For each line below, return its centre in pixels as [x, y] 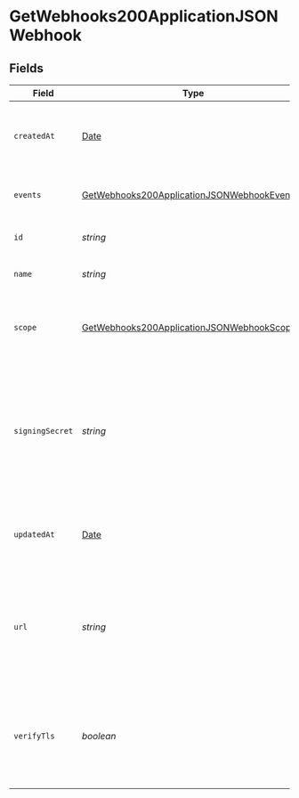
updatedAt [34, 535]
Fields [27, 68]
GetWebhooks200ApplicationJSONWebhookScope [189, 327]
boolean [99, 736]
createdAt [34, 136]
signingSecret [44, 431]
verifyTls [34, 736]
